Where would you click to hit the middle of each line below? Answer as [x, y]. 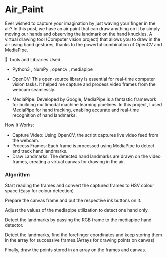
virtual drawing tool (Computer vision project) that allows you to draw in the [83, 39]
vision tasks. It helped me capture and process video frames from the [84, 84]
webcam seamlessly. [34, 89]
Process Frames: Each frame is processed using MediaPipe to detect [83, 145]
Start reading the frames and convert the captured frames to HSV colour [80, 185]
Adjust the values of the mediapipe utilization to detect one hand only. [77, 210]
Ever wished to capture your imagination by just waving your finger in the [80, 23]
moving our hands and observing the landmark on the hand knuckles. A [79, 34]
